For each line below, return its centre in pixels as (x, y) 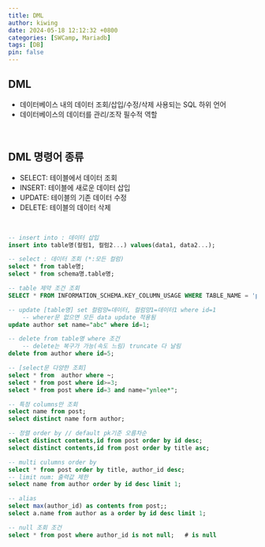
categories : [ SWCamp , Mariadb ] (60, 38)
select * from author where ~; (61, 375)
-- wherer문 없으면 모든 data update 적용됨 (89, 317)
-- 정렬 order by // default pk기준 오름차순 (78, 433)
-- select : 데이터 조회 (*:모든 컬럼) (66, 259)
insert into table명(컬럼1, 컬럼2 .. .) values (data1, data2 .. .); (112, 245)
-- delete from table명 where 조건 (64, 339)
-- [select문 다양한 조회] (47, 368)
